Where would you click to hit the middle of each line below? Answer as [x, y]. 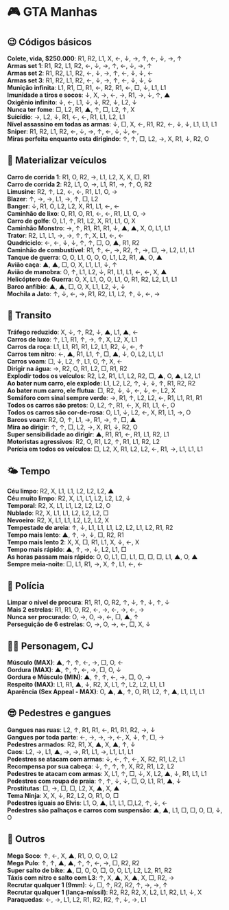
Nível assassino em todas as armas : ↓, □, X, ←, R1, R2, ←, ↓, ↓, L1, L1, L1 [112, 124]
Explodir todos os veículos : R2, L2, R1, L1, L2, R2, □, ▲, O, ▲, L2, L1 [104, 376]
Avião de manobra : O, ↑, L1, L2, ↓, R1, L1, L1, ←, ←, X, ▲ [87, 271]
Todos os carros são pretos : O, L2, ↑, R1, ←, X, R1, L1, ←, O [91, 405]
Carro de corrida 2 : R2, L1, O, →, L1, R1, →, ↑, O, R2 [80, 184]
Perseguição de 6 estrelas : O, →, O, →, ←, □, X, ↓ [79, 624]
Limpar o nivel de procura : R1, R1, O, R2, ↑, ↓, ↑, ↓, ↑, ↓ [88, 602]
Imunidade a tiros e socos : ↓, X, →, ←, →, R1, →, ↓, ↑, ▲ [89, 95]
